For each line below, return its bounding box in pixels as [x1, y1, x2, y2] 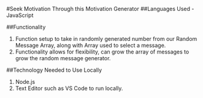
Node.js [15, 79, 36, 85]
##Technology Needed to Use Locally [6, 66, 102, 74]
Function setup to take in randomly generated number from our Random [15, 35, 197, 42]
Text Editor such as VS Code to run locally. [15, 85, 123, 92]
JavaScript [6, 12, 34, 19]
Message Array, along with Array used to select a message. [15, 42, 166, 49]
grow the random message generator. [15, 55, 111, 61]
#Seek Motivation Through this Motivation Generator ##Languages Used [6, 5, 191, 12]
